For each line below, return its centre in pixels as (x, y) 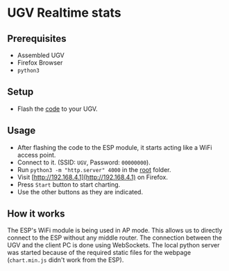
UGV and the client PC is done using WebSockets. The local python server (113, 245)
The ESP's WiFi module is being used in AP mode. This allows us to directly (115, 231)
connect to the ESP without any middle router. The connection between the (114, 238)
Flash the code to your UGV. (58, 109)
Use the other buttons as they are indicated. (80, 192)
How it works (36, 214)
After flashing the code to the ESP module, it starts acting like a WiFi (114, 147)
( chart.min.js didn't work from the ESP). (66, 260)
